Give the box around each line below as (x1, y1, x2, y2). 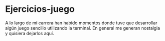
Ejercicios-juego (5, 3, 75, 15)
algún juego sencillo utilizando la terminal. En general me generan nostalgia (5, 25, 161, 31)
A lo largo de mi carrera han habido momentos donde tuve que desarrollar (5, 20, 158, 26)
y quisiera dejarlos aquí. (5, 30, 54, 36)
